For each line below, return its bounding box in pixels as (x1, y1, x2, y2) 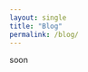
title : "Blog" (9, 22, 64, 31)
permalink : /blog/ (9, 30, 79, 39)
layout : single (9, 13, 67, 22)
